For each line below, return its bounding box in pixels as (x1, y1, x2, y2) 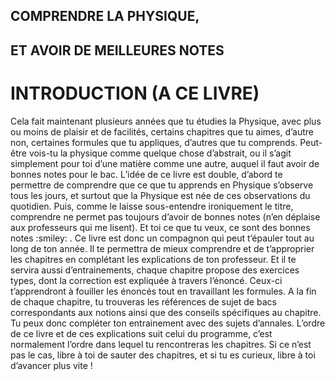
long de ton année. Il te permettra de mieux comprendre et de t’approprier (10, 242, 315, 254)
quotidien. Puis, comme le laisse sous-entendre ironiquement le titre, (10, 200, 294, 212)
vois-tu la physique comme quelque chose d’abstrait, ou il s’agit (28, 147, 292, 159)
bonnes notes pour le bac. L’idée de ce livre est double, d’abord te (10, 168, 283, 180)
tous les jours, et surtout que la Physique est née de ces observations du (10, 189, 311, 201)
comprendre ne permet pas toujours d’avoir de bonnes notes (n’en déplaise (10, 210, 321, 223)
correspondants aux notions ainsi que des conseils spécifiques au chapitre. (10, 306, 322, 318)
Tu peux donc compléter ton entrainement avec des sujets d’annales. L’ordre (10, 317, 326, 329)
